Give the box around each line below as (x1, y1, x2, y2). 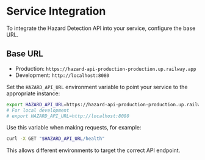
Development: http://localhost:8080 (15, 71, 110, 79)
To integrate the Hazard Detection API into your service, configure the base (6, 24, 196, 32)
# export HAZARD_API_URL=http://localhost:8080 (6, 113, 130, 119)
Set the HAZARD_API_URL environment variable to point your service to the (6, 83, 188, 90)
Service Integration (6, 4, 106, 18)
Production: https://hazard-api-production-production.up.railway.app (15, 65, 196, 72)
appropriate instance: (6, 90, 60, 97)
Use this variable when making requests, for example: (6, 124, 142, 131)
